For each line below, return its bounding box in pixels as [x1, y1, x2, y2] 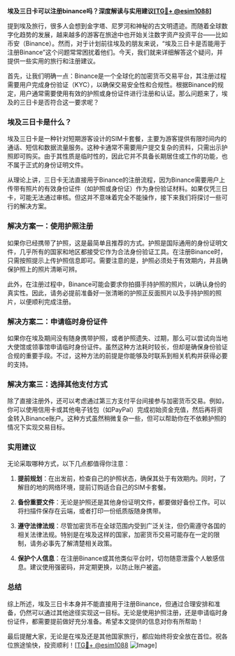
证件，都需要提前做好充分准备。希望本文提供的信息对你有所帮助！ [13, 617, 204, 625]
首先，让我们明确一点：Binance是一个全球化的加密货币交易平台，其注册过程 [7, 72, 227, 80]
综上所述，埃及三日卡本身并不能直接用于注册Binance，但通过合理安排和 [7, 599, 215, 608]
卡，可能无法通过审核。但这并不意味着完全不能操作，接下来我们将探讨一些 [7, 193, 222, 202]
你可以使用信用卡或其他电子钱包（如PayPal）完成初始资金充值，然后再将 [7, 406, 217, 414]
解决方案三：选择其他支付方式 [7, 379, 108, 389]
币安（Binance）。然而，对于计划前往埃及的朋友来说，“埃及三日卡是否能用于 [7, 39, 227, 48]
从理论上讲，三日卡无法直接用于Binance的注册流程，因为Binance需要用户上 [7, 175, 226, 185]
